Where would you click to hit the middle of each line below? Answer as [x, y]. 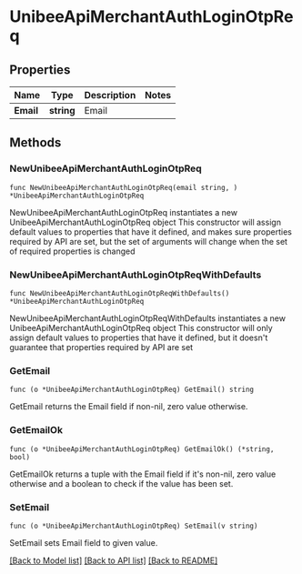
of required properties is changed [72, 251]
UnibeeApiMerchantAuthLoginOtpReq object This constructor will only [141, 327]
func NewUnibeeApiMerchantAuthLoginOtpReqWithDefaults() [120, 293]
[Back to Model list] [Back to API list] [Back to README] [114, 560]
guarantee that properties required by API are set [101, 347]
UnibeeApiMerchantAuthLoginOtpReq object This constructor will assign [146, 222]
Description [110, 95]
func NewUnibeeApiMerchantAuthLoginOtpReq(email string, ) [124, 187]
